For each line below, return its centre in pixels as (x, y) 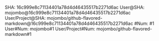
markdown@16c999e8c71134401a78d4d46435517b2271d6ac (69, 23)
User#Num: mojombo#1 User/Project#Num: (50, 29)
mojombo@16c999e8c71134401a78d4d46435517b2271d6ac (68, 13)
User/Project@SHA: (25, 18)
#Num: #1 (144, 23)
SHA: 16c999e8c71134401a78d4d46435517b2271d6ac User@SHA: (75, 7)
